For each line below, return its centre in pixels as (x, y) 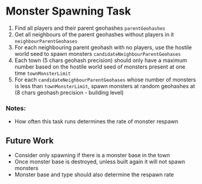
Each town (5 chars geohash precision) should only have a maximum (101, 60)
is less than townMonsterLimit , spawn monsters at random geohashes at (105, 86)
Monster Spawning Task (68, 11)
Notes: (16, 108)
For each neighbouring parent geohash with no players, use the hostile (103, 47)
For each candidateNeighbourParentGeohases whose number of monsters (105, 80)
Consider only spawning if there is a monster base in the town (92, 155)
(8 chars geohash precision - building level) (69, 92)
